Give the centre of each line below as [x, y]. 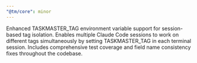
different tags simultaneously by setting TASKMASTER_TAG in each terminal [98, 41]
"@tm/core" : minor [29, 11]
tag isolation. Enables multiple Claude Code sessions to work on [101, 34]
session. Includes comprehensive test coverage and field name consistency [98, 47]
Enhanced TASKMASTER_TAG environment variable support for [83, 28]
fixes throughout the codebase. [44, 53]
